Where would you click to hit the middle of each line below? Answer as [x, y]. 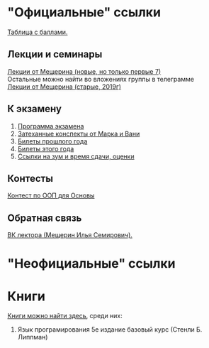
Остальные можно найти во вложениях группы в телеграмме [101, 79]
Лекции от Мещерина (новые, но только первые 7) [84, 71]
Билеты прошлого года [52, 141]
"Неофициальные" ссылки [91, 264]
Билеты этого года [46, 148]
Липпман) [33, 337]
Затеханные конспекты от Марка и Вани [79, 134]
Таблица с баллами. [38, 32]
